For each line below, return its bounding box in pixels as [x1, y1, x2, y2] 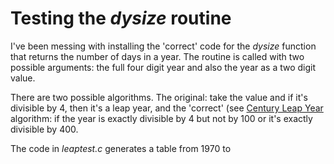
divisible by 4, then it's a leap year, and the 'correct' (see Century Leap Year [10, 102, 324, 114]
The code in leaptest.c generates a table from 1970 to [10, 142, 232, 154]
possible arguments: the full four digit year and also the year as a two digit [10, 61, 317, 73]
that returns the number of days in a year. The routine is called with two [10, 50, 305, 62]
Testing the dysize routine [10, 7, 232, 30]
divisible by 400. [10, 123, 79, 135]
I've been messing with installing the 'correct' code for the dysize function [10, 40, 317, 52]
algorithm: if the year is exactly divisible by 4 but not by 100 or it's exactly [10, 112, 313, 124]
